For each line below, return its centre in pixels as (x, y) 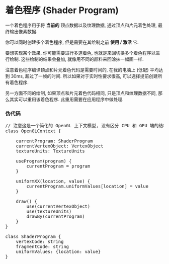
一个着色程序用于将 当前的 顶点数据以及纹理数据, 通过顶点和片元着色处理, (81, 25)
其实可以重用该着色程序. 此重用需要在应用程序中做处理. (67, 99)
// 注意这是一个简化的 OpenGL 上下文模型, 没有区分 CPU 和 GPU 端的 (82, 126)
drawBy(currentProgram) (56, 216)
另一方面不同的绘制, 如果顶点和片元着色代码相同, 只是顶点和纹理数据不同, (81, 93)
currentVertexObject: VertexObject (60, 146)
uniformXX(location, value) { (53, 181)
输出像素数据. (23, 31)
